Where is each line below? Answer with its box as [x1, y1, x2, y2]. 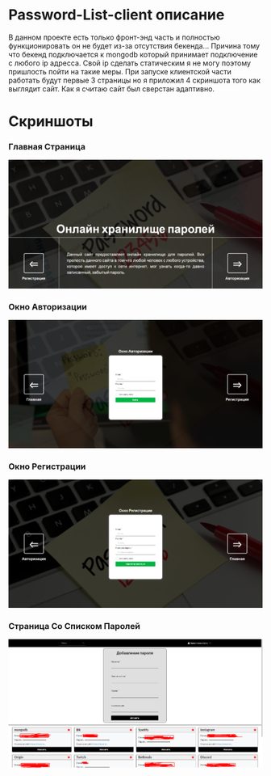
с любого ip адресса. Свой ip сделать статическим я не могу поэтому [8, 58, 252, 68]
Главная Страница [8, 141, 86, 153]
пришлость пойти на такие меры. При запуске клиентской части [8, 66, 231, 76]
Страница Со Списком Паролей [8, 620, 141, 631]
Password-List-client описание [8, 6, 225, 24]
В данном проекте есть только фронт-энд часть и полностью [8, 32, 220, 42]
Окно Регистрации [8, 461, 86, 472]
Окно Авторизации [8, 301, 87, 312]
